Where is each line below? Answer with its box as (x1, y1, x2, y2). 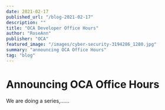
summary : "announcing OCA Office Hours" (6, 47, 107, 53)
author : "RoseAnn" (6, 31, 51, 36)
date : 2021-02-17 (6, 8, 49, 15)
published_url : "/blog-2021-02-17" (6, 14, 94, 20)
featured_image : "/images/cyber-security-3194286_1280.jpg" (6, 42, 157, 48)
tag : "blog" (6, 52, 35, 58)
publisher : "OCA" (6, 36, 49, 42)
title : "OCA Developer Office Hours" (6, 25, 99, 31)
